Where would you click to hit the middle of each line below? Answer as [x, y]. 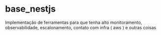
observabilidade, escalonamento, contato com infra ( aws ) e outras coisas [80, 27]
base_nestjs [30, 9]
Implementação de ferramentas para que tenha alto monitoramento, [74, 22]
